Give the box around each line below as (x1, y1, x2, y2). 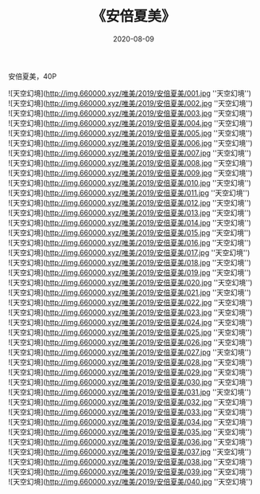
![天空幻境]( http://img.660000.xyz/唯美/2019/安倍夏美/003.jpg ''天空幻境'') (8, 108, 253, 118)
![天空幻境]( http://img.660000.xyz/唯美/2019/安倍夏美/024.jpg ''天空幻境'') (8, 317, 253, 327)
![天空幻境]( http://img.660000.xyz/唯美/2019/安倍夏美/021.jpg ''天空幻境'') (8, 288, 252, 297)
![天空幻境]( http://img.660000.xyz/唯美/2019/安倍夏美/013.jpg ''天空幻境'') (8, 208, 252, 218)
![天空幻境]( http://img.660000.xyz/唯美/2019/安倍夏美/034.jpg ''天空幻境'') (8, 417, 253, 426)
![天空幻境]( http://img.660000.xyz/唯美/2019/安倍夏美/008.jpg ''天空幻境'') (8, 158, 253, 167)
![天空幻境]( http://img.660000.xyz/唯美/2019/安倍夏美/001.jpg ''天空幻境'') (8, 88, 252, 98)
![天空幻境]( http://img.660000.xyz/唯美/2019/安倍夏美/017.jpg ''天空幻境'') (8, 248, 250, 257)
